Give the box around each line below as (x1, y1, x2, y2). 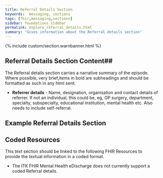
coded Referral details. (12, 168, 58, 174)
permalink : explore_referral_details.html (5, 25, 92, 30)
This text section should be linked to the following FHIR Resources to (5, 148, 143, 154)
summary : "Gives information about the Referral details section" (5, 30, 142, 34)
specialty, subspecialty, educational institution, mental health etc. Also (12, 100, 153, 106)
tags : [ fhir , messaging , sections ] (5, 16, 73, 21)
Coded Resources (5, 135, 60, 144)
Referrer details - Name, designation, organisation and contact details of (12, 89, 158, 95)
